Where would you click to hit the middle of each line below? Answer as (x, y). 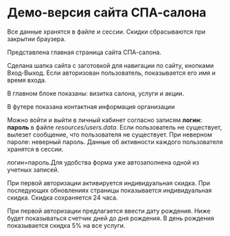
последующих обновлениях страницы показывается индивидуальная (110, 190)
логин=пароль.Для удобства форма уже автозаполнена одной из (103, 162)
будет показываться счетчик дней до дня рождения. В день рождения (111, 218)
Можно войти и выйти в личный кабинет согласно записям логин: (105, 120)
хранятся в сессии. (35, 149)
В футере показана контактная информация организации (91, 106)
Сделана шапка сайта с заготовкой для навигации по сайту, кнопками (111, 65)
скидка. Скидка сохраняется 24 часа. (62, 198)
